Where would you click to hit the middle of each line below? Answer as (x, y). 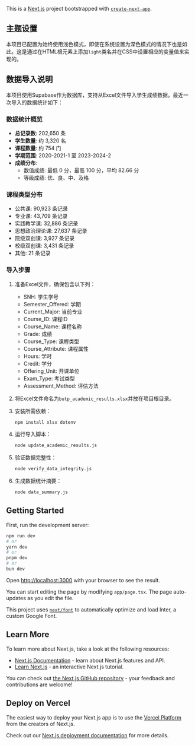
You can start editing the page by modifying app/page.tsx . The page (89, 592)
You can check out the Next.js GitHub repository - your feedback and (91, 678)
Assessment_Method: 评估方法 (61, 386)
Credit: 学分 (38, 363)
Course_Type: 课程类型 (51, 341)
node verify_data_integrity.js (53, 469)
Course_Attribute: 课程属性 (56, 348)
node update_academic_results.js (56, 446)
